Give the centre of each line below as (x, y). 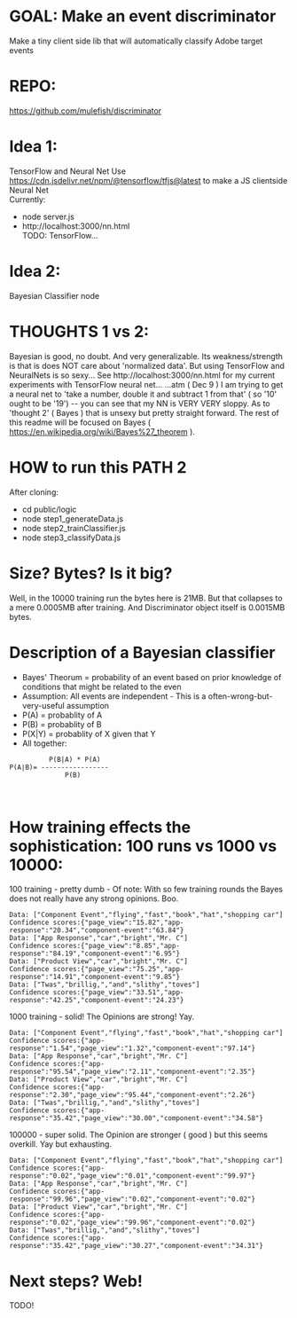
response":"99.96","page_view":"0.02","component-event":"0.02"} (132, 1199)
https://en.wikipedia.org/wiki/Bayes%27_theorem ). (102, 431)
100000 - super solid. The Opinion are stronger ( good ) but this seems (139, 1135)
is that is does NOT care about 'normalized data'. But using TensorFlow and (147, 365)
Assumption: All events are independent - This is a (114, 696)
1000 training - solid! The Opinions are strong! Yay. (102, 1016)
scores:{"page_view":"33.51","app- (118, 992)
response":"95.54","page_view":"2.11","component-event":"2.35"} (132, 1072)
